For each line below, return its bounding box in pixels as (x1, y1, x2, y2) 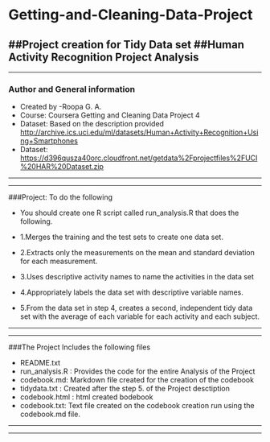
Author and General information (8, 83, 135, 94)
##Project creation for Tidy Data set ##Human (8, 38, 245, 52)
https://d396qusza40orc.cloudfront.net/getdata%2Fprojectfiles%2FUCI (19, 153, 258, 163)
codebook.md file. (19, 409, 80, 419)
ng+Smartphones (19, 136, 79, 146)
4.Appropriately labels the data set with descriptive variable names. (19, 287, 243, 297)
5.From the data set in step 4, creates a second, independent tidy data (19, 304, 253, 313)
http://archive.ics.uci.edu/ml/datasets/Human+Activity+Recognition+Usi (19, 127, 259, 138)
